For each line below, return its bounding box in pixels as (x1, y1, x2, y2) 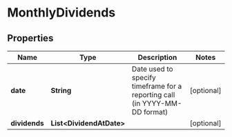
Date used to (131, 64, 174, 74)
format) (144, 107, 168, 116)
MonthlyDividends (7, 5, 116, 21)
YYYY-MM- (142, 98, 182, 108)
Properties (7, 32, 54, 44)
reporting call (131, 90, 175, 99)
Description (137, 53, 177, 62)
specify (131, 73, 157, 82)
